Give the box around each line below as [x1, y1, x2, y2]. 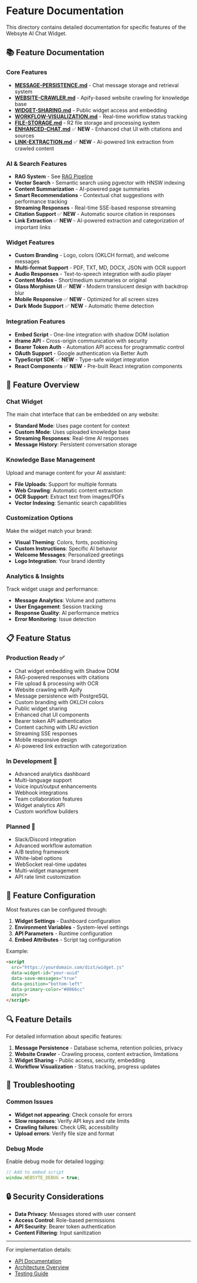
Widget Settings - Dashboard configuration [14, 918, 121, 925]
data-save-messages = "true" [11, 975, 77, 981]
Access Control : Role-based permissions [14, 1217, 116, 1224]
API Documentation [14, 1257, 62, 1264]
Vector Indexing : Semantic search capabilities [14, 499, 127, 506]
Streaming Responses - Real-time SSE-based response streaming [14, 204, 176, 211]
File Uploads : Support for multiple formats [14, 481, 117, 488]
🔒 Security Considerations [6, 1192, 104, 1202]
